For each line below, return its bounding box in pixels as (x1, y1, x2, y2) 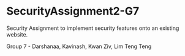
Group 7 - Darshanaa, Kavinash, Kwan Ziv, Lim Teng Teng (6, 43, 152, 50)
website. (6, 30, 28, 38)
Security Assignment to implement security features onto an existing (6, 24, 179, 32)
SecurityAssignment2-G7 (6, 4, 140, 18)
